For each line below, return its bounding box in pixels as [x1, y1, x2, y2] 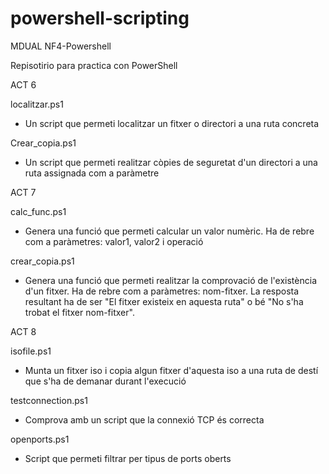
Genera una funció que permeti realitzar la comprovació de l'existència [24, 274, 317, 286]
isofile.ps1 [10, 345, 52, 357]
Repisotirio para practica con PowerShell [10, 59, 178, 71]
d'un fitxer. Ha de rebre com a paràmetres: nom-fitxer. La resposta [24, 285, 300, 297]
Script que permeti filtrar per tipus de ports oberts [24, 452, 232, 464]
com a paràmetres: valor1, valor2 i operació [24, 235, 204, 247]
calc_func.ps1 [10, 205, 67, 217]
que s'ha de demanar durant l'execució [24, 375, 187, 387]
